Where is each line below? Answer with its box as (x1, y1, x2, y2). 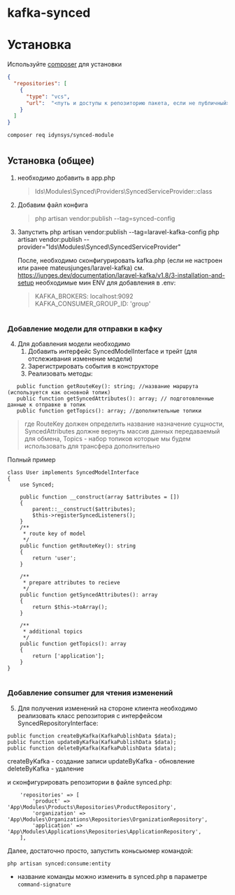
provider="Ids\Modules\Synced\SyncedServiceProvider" (17, 243, 181, 251)
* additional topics (22, 628, 83, 636)
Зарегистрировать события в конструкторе (27, 362, 159, 371)
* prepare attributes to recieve (22, 579, 120, 587)
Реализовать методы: (27, 369, 93, 378)
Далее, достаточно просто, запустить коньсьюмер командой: (7, 846, 194, 854)
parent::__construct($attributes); (32, 506, 136, 513)
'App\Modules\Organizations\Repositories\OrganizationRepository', (7, 816, 208, 823)
